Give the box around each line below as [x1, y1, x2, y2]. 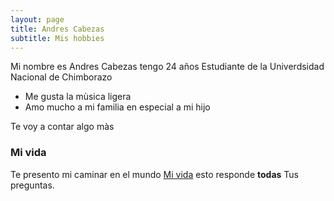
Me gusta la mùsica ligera [24, 91, 132, 103]
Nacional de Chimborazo [10, 71, 113, 83]
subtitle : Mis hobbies [10, 33, 105, 43]
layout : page [10, 14, 65, 25]
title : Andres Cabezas [10, 24, 105, 34]
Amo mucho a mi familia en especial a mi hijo [24, 101, 211, 113]
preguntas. [10, 179, 55, 191]
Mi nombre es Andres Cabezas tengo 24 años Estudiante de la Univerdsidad [10, 61, 325, 73]
